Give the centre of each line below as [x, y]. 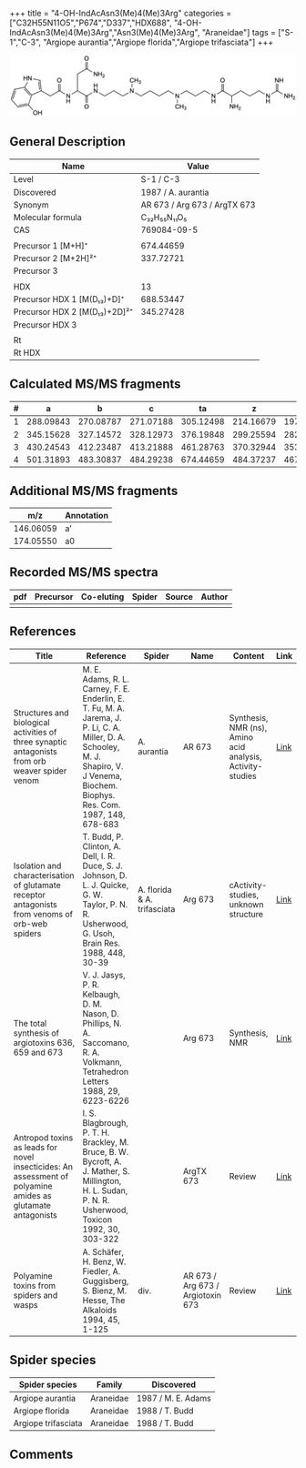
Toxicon [97, 1220]
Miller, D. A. [104, 737]
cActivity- [248, 885]
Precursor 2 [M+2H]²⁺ [55, 258]
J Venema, [102, 775]
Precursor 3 [36, 271]
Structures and [41, 713]
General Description [67, 142]
